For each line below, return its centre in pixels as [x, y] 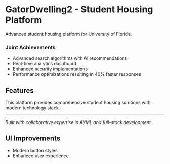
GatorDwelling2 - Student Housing [79, 9]
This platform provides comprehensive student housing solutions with [78, 103]
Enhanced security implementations [50, 69]
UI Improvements [33, 138]
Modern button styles [35, 150]
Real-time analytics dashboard [45, 64]
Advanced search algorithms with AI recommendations [70, 58]
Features [19, 90]
